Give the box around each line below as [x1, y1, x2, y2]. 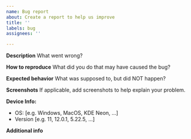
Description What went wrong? [6, 52, 83, 59]
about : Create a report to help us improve [6, 14, 115, 20]
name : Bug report [6, 8, 49, 15]
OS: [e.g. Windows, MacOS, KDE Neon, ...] [14, 109, 118, 117]
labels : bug [6, 25, 35, 31]
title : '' [6, 20, 31, 25]
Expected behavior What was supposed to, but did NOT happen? [6, 75, 166, 82]
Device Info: [6, 98, 37, 105]
